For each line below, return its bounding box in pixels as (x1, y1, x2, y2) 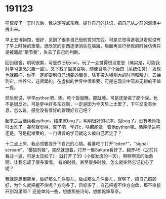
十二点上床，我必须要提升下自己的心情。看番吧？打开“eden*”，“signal (5, 141, 148, 147)
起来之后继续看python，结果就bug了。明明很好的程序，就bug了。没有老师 (5, 117, 157, 124)
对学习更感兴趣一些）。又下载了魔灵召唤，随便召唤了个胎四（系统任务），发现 (5, 65, 161, 72)
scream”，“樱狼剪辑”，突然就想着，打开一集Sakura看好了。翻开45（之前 (5, 147, 154, 152)
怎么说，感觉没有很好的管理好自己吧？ (13, 107, 92, 113)
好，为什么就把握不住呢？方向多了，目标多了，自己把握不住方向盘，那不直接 (5, 182, 161, 188)
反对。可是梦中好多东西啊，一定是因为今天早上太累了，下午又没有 (18, 101, 152, 107)
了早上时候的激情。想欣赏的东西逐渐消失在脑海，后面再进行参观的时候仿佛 (5, 43, 157, 49)
